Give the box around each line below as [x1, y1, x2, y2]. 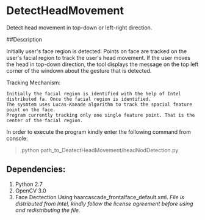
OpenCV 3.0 [15, 187, 47, 194]
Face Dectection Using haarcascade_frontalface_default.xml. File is [15, 193, 184, 200]
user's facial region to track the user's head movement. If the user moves [6, 54, 191, 61]
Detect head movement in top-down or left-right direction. [6, 24, 153, 31]
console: [6, 134, 29, 142]
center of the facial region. [6, 117, 84, 123]
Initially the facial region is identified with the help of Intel [6, 90, 182, 97]
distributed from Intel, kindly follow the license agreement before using [15, 200, 193, 207]
